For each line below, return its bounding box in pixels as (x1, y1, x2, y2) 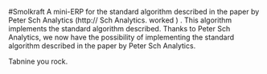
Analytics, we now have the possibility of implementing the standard (8, 32, 235, 42)
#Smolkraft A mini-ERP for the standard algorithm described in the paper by (8, 7, 260, 16)
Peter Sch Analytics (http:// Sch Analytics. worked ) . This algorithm (8, 15, 232, 25)
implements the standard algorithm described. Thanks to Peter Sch (8, 24, 231, 33)
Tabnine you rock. (8, 56, 68, 66)
